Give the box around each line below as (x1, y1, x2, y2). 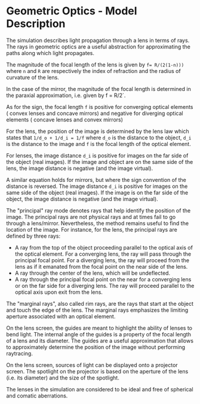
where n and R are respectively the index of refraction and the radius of (6, 67, 181, 74)
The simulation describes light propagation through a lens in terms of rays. (6, 37, 190, 44)
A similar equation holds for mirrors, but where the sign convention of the (6, 176, 187, 183)
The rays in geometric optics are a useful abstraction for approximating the (6, 43, 191, 50)
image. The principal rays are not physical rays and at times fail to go (6, 213, 176, 220)
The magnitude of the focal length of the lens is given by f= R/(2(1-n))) (6, 61, 184, 68)
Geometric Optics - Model (6, 4, 137, 18)
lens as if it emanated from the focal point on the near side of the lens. (14, 263, 188, 270)
